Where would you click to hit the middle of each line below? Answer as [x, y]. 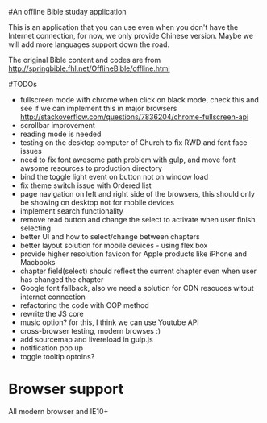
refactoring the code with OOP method [84, 305]
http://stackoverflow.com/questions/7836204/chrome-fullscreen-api [134, 117]
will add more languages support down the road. [89, 44]
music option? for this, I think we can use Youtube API [109, 322]
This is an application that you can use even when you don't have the [123, 27]
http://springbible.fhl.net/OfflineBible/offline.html [90, 68]
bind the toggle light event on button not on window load [114, 177]
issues [31, 151]
